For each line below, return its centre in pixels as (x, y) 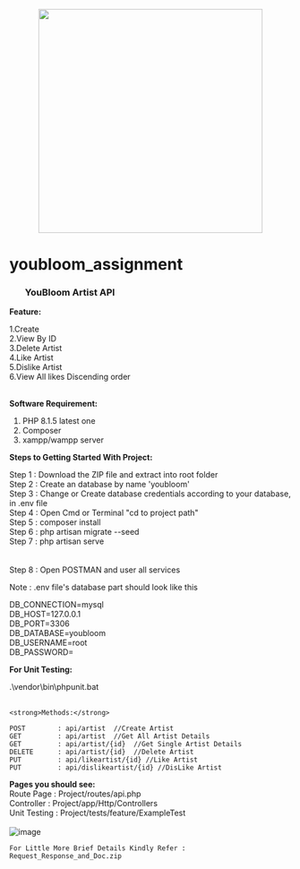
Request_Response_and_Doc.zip (66, 856)
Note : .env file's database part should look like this (104, 588)
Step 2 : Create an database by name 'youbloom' (99, 485)
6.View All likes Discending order (70, 377)
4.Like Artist (31, 357)
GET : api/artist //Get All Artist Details (110, 736)
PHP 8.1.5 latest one (59, 421)
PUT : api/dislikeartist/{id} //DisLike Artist (116, 768)
